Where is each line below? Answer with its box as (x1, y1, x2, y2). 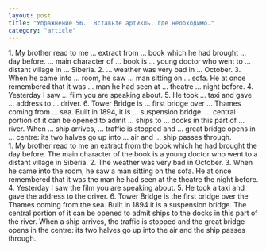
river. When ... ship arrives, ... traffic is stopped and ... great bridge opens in (8, 124, 256, 133)
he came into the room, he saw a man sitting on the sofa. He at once (8, 166, 232, 176)
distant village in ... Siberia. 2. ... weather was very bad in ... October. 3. (8, 65, 241, 75)
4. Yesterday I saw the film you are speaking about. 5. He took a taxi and (8, 183, 245, 193)
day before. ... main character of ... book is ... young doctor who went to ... (8, 56, 252, 66)
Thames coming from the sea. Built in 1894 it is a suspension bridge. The (8, 200, 247, 210)
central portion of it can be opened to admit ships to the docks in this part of (8, 208, 258, 218)
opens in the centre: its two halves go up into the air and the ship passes (8, 226, 246, 235)
